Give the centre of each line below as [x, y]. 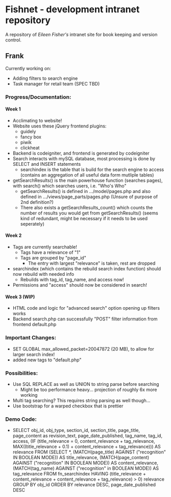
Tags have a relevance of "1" [50, 252]
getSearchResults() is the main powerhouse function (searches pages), [88, 180]
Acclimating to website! [37, 120]
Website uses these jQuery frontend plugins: [59, 126]
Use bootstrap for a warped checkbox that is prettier [68, 406]
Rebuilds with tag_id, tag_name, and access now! [72, 279]
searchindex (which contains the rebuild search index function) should [87, 269]
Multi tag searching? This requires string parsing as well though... [81, 400]
